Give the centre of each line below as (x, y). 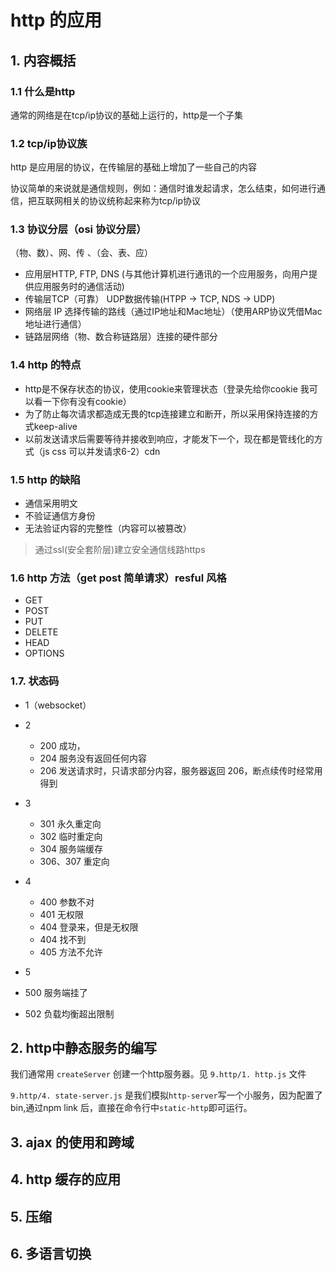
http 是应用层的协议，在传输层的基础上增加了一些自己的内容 (133, 167)
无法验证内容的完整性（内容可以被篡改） (108, 528)
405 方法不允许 (71, 952)
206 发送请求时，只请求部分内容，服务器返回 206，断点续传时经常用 (181, 770)
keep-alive (55, 426)
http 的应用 (56, 20)
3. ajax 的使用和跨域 (72, 1142)
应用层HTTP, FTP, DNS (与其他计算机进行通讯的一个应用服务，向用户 (166, 274)
